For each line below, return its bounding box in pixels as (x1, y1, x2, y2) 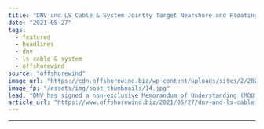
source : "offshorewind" (8, 70, 86, 77)
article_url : (8, 99, 51, 106)
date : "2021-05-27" (8, 19, 72, 27)
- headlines (15, 41, 55, 48)
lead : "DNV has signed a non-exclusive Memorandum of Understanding (8, 91, 237, 99)
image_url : (8, 77, 44, 84)
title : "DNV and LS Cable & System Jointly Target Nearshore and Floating (8, 11, 258, 20)
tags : (8, 26, 26, 34)
